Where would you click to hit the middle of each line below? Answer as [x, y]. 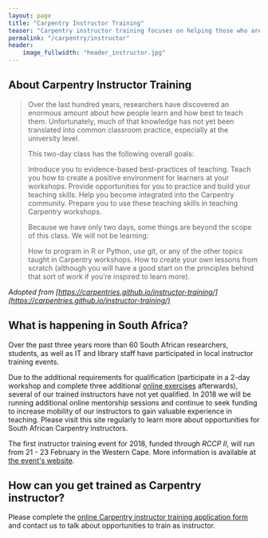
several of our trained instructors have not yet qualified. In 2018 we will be [130, 394]
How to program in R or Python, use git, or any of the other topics [135, 251]
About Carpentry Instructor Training [100, 85]
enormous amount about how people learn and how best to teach [135, 113]
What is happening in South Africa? [99, 325]
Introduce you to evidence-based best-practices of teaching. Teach [139, 169]
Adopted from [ [33, 291]
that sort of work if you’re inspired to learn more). [109, 276]
